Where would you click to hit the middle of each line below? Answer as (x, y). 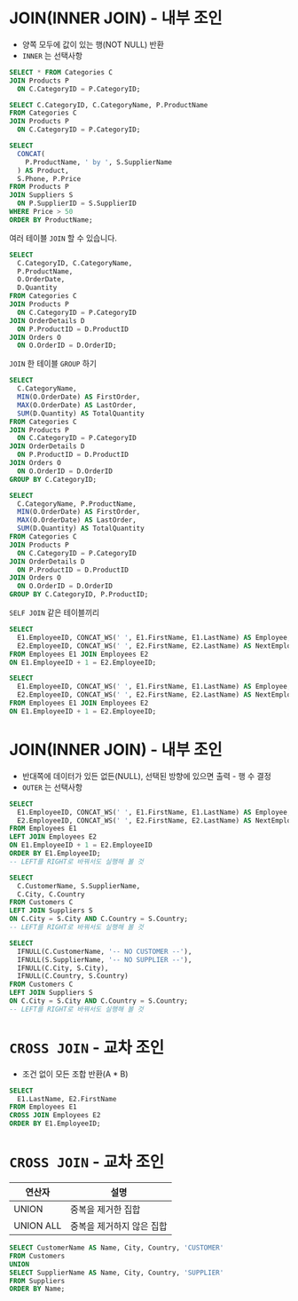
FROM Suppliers (37, 1281)
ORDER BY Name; (37, 1289)
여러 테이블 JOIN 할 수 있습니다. (63, 238)
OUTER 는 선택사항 (52, 787)
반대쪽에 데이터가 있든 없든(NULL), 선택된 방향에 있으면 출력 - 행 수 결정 (147, 776)
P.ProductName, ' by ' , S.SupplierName (99, 162)
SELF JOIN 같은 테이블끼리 (55, 612)
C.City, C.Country (51, 894)
